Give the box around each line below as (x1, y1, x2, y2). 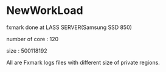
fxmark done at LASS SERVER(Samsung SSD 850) (6, 24, 133, 31)
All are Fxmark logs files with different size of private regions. (6, 59, 160, 66)
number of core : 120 (6, 35, 59, 42)
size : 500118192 (6, 47, 47, 54)
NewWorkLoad (6, 4, 83, 18)
